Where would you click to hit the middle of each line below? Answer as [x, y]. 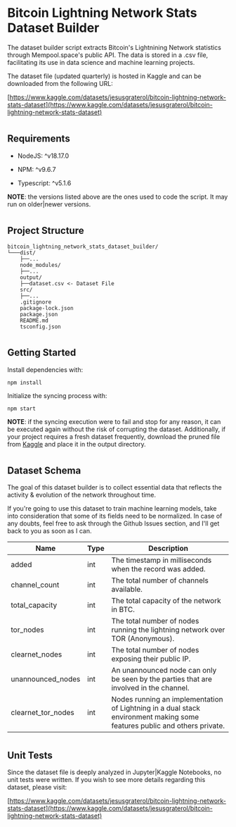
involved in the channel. [150, 688]
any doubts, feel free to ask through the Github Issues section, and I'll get [113, 523]
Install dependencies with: [45, 369]
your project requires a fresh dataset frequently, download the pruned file [114, 436]
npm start [22, 409]
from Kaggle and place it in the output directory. [77, 444]
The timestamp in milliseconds [162, 560]
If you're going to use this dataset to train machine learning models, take [112, 509]
